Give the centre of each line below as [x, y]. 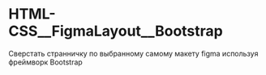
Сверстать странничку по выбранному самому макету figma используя [133, 53]
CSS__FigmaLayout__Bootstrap [116, 31]
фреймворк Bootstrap [45, 62]
